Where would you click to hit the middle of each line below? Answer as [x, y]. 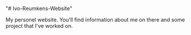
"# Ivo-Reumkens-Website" [39, 8]
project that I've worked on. [39, 26]
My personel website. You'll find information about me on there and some [95, 20]
